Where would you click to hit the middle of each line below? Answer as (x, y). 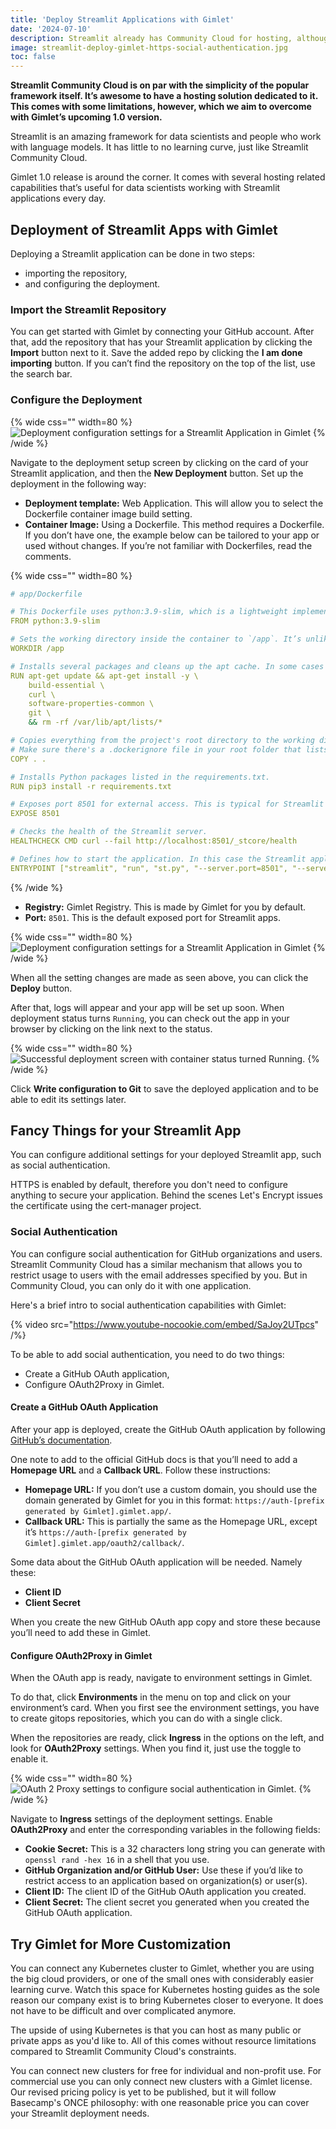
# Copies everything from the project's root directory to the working (162, 741)
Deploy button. (41, 988)
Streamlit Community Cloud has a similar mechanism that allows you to (156, 1264)
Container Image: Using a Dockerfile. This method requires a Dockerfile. (174, 524)
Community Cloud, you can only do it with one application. (131, 1285)
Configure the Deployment (76, 400)
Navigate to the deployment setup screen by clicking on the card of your (159, 462)
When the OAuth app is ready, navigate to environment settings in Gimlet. (161, 1678)
